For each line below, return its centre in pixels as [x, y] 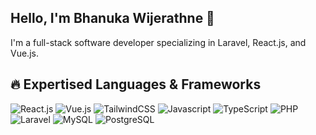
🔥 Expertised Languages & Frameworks [136, 84]
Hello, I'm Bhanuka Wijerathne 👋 [112, 18]
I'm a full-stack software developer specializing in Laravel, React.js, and [158, 42]
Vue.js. [24, 53]
